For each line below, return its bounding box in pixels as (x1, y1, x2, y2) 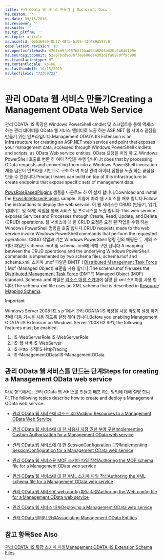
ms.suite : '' (5, 25, 32, 30)
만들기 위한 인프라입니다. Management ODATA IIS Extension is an (5, 133, 132, 139)
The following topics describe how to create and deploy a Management (10, 395, 154, 401)
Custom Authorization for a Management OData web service (12, 432, 134, 437)
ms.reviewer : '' (5, 21, 38, 26)
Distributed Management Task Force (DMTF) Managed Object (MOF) (5, 271, 143, 277)
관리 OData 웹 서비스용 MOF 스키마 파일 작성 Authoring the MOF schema (12, 457, 154, 463)
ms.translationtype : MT (5, 57, 54, 62)
